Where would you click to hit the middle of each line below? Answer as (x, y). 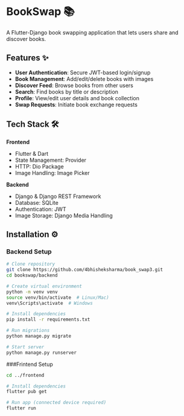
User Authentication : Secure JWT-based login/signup (83, 72)
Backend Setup (29, 251)
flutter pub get (27, 392)
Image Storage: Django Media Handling (64, 216)
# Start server (25, 347)
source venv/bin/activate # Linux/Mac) (58, 297)
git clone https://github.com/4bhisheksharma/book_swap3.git (85, 270)
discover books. (26, 39)
